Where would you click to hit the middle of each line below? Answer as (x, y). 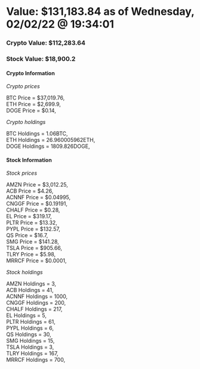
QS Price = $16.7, (27, 235)
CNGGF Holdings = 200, (36, 303)
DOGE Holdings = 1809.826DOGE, (48, 146)
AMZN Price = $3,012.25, (37, 185)
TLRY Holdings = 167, (32, 354)
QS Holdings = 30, (29, 334)
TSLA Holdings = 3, (30, 347)
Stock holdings (24, 272)
